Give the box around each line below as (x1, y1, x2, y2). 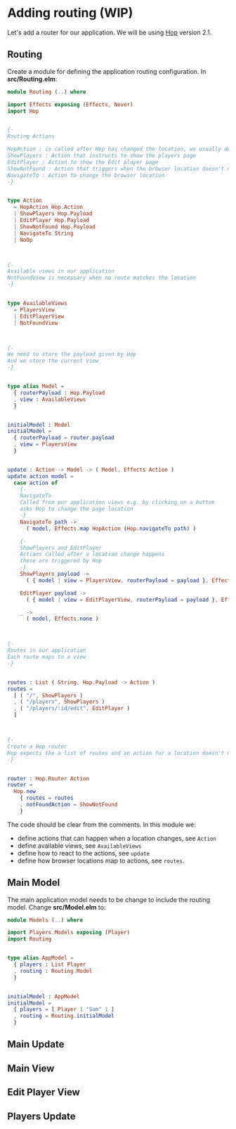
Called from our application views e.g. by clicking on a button (20, 499, 216, 506)
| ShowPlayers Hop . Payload (13, 210, 93, 217)
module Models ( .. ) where (7, 916, 83, 924)
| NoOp (13, 236, 33, 243)
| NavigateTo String (13, 230, 74, 237)
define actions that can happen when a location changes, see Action (17, 834, 216, 842)
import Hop (7, 108, 39, 115)
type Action (7, 197, 42, 205)
